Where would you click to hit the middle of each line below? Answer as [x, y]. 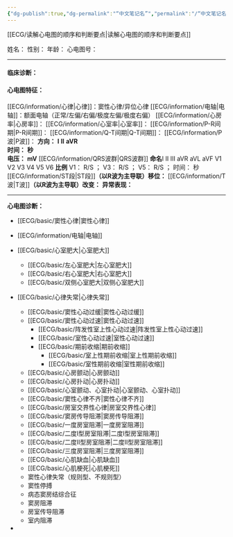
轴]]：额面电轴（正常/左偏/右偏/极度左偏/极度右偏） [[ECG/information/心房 [114, 115]
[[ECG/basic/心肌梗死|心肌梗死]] [74, 468]
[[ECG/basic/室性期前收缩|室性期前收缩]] [106, 364]
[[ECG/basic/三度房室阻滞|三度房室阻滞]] [86, 451]
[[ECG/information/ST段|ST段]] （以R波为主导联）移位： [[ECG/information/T [116, 176]
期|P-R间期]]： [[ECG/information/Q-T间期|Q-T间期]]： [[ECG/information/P [115, 133]
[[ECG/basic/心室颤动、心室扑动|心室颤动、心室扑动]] [104, 390]
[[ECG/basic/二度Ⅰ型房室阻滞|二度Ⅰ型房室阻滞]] [93, 433]
